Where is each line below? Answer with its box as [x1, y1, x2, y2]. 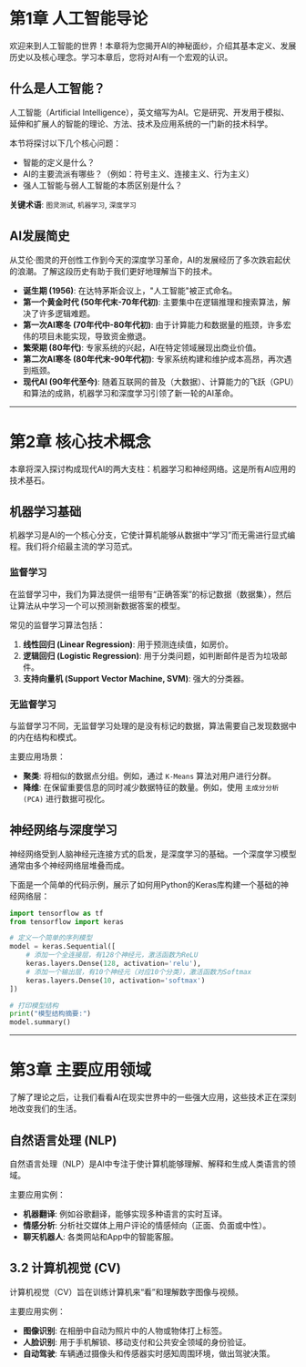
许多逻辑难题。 [38, 307, 96, 319]
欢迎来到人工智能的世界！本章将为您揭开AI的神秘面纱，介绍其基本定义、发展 [9, 40, 297, 51]
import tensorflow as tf [9, 909, 104, 918]
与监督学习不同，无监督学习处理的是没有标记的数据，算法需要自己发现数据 [9, 720, 289, 731]
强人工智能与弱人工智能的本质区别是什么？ [22, 180, 183, 190]
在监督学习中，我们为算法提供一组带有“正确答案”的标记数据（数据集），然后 [9, 589, 292, 600]
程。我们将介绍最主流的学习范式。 [9, 541, 138, 552]
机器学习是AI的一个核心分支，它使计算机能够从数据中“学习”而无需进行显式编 [9, 529, 296, 540]
